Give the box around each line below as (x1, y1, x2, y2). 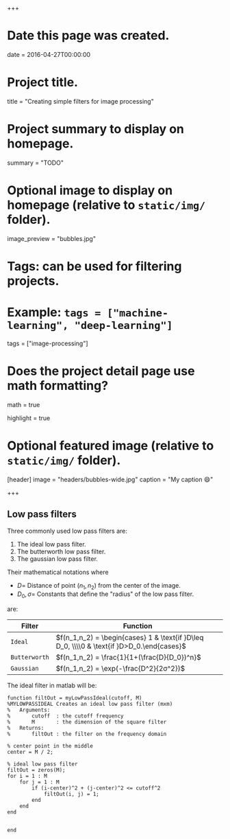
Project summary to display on (7, 122, 185, 137)
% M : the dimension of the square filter (7, 719, 167, 726)
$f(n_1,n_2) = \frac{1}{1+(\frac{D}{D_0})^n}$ (55, 653, 201, 663)
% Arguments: (7, 706, 51, 714)
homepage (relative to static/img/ (7, 197, 206, 213)
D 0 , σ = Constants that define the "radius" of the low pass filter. (16, 590, 194, 600)
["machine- (107, 307, 169, 320)
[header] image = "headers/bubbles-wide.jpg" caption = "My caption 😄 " (7, 475, 214, 483)
